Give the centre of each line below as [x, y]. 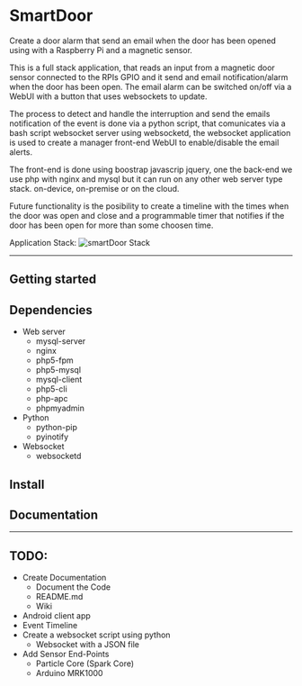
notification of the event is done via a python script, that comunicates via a [147, 123]
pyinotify [52, 437]
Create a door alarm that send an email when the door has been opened [143, 41]
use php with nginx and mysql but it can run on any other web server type [146, 179]
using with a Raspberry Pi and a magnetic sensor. [101, 50]
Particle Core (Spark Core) [85, 663]
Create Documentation [64, 578]
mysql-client [59, 380]
